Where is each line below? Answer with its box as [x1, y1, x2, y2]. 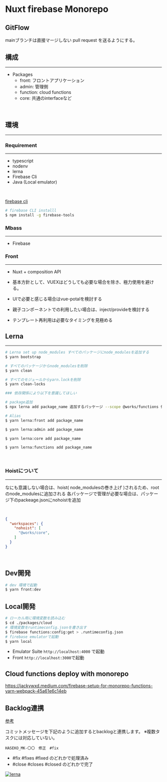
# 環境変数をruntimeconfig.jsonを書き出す [5, 625, 87, 630]
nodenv [12, 163, 28, 169]
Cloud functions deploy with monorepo [5, 669, 129, 678]
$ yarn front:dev [5, 587, 41, 592]
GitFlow [5, 23, 30, 32]
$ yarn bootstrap [5, 354, 41, 360]
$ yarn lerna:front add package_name [5, 418, 83, 423]
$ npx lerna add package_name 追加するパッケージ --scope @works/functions [5, 404, 159, 409]
